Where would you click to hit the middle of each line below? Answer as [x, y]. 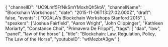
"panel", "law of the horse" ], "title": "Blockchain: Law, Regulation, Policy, [81, 34]
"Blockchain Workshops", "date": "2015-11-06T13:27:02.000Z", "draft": [78, 12]
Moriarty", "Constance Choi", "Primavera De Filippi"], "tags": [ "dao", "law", [83, 28]
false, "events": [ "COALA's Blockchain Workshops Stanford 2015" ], [76, 18]
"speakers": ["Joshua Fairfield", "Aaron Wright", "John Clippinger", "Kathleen [84, 23]
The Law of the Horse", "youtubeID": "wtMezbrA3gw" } [62, 39]
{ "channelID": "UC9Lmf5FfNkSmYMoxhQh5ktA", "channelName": [73, 7]
